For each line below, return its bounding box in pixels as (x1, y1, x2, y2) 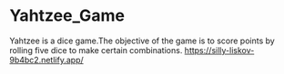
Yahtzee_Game (9, 5, 126, 26)
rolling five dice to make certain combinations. (9, 44, 183, 55)
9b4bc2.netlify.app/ (9, 54, 84, 65)
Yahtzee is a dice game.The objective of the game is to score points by (9, 35, 275, 46)
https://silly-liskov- (184, 44, 255, 55)
